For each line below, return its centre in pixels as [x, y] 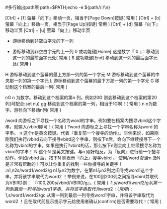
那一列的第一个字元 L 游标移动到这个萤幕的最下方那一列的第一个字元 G [82, 81]
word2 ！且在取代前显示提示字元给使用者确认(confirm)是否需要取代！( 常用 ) [83, 201]
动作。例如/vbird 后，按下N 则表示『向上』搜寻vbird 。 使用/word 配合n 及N [83, 158]
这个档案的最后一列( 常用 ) [41, 87]
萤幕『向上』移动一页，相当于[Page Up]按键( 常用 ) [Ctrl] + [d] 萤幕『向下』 [83, 24]
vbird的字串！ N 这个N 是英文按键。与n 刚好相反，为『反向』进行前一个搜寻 [83, 152]
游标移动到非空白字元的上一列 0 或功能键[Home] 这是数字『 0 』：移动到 [86, 52]
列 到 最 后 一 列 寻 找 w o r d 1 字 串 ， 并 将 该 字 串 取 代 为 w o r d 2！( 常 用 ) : [69, 189]
